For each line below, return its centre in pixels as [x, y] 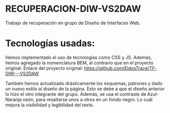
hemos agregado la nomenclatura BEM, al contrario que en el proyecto [79, 63]
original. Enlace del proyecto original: [44, 68]
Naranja [13, 99]
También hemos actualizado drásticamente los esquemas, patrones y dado [84, 83]
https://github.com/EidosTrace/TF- [120, 68]
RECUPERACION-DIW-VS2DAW [73, 9]
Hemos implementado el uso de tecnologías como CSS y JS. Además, [79, 57]
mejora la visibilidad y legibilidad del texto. [50, 105]
